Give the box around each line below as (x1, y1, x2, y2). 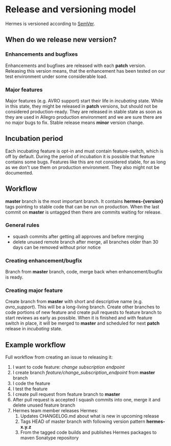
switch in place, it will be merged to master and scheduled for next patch (5, 320, 160, 326)
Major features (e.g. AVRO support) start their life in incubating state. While (5, 97, 163, 103)
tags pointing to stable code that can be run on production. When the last (5, 203, 160, 209)
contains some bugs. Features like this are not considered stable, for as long (5, 159, 166, 165)
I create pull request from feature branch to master (12, 391, 120, 397)
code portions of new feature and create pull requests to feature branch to (5, 309, 162, 315)
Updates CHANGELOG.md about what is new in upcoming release (20, 413, 159, 419)
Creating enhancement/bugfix (5, 257, 83, 264)
